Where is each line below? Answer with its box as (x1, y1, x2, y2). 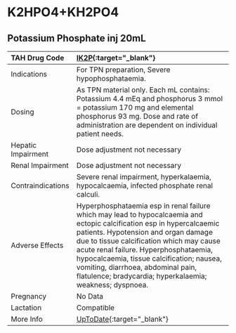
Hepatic (11, 141, 37, 150)
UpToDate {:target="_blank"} (76, 314, 169, 324)
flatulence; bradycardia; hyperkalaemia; (76, 271, 207, 281)
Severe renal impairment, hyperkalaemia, (76, 172, 212, 181)
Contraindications (11, 181, 70, 190)
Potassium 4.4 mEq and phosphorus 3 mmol (76, 94, 223, 103)
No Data (76, 292, 104, 301)
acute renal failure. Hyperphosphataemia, (76, 245, 213, 254)
